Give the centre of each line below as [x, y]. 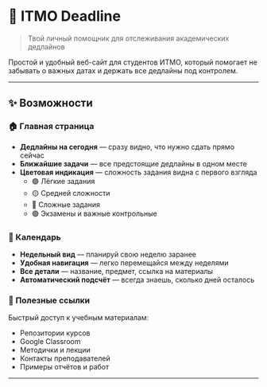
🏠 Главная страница [51, 127]
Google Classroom [50, 342]
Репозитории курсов [55, 333]
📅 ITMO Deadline [65, 16]
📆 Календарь [35, 236]
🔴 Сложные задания [66, 204]
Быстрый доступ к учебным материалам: [79, 318]
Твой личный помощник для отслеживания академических [128, 38]
